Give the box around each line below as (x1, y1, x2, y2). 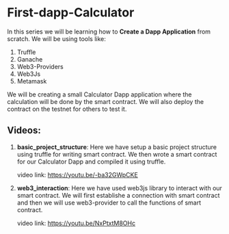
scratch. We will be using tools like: (7, 34, 106, 42)
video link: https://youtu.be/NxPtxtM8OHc (16, 219, 135, 227)
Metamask (16, 77, 47, 85)
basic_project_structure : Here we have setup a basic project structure (16, 142, 217, 151)
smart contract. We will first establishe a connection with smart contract (16, 191, 220, 199)
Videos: (7, 125, 41, 136)
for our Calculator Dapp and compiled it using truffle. (16, 157, 166, 166)
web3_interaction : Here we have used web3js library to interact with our (16, 183, 222, 192)
